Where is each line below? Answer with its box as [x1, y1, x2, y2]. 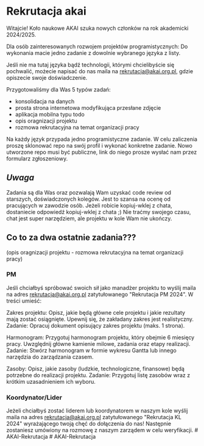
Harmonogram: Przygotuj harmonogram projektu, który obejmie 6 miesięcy [6, 334, 195, 341]
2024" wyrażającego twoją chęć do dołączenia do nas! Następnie [6, 420, 172, 428]
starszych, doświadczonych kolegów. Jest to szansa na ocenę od [6, 195, 171, 203]
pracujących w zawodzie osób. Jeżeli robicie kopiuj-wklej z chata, [6, 201, 172, 209]
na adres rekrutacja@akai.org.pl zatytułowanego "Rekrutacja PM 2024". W [6, 290, 194, 298]
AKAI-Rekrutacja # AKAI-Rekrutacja [6, 433, 96, 441]
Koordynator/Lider [6, 393, 63, 401]
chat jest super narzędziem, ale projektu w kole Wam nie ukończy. [6, 215, 172, 222]
